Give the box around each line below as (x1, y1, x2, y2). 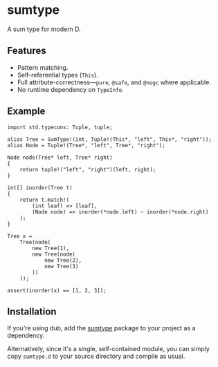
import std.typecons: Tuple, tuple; (7, 124, 113, 131)
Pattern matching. (17, 63, 69, 71)
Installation (7, 305, 57, 317)
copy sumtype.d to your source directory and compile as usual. (7, 352, 185, 361)
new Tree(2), (44, 256, 82, 264)
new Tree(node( (32, 251, 76, 258)
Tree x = (7, 232, 33, 240)
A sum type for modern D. (7, 25, 81, 33)
